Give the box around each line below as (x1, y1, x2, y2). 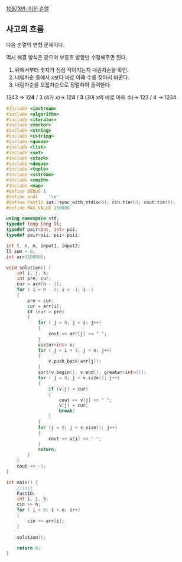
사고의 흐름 (6, 24, 44, 34)
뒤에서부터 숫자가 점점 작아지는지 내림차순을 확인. (14, 66, 129, 73)
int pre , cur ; (17, 275, 51, 282)
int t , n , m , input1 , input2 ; (6, 243, 81, 249)
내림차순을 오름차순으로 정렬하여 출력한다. (14, 81, 112, 88)
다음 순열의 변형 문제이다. (6, 41, 65, 48)
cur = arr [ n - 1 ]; (17, 281, 62, 287)
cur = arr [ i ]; (27, 303, 62, 309)
